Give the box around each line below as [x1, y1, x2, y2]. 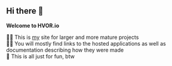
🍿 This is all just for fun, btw [6, 52, 75, 60]
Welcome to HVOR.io [6, 22, 60, 29]
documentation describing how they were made [6, 46, 124, 53]
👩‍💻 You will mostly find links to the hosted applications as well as [6, 40, 166, 47]
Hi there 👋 [6, 6, 44, 16]
